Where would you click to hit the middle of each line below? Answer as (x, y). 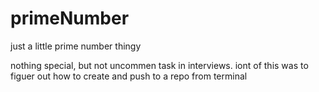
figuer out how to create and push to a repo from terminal (129, 76)
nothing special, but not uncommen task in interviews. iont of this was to (159, 65)
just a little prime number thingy (76, 46)
